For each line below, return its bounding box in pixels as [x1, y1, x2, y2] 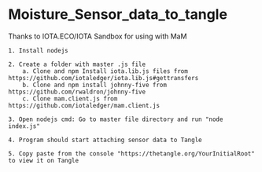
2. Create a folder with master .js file [8, 60, 146, 68]
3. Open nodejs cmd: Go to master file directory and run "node [8, 115, 223, 123]
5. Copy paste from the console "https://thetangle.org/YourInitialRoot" [8, 149, 256, 158]
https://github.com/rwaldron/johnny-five [8, 88, 146, 96]
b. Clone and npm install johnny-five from [22, 81, 168, 89]
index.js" [8, 122, 41, 130]
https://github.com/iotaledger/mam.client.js [8, 101, 160, 109]
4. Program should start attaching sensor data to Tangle [8, 136, 202, 144]
